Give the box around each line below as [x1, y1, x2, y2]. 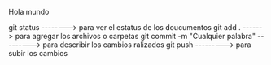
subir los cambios [8, 49, 68, 58]
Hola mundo [8, 7, 50, 16]
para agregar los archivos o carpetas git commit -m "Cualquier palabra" [15, 32, 256, 41]
